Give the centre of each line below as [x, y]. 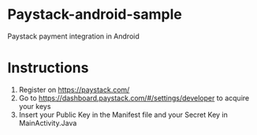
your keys [35, 106]
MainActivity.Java [48, 122]
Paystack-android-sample [95, 15]
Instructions [48, 68]
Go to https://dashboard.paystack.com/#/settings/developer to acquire [134, 98]
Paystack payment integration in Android [73, 36]
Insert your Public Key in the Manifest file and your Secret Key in [123, 115]
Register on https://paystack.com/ [74, 89]
